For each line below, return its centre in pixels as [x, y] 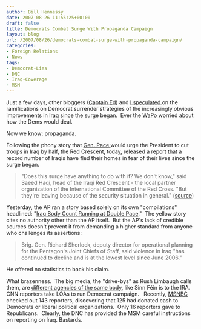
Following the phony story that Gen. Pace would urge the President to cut [98, 145]
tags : [13, 62]
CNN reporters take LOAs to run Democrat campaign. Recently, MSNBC [97, 294]
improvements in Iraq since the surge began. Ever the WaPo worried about [100, 115]
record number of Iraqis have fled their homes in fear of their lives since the [100, 158]
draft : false [23, 23]
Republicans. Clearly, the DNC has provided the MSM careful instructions [98, 313]
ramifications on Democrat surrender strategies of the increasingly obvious [100, 109]
